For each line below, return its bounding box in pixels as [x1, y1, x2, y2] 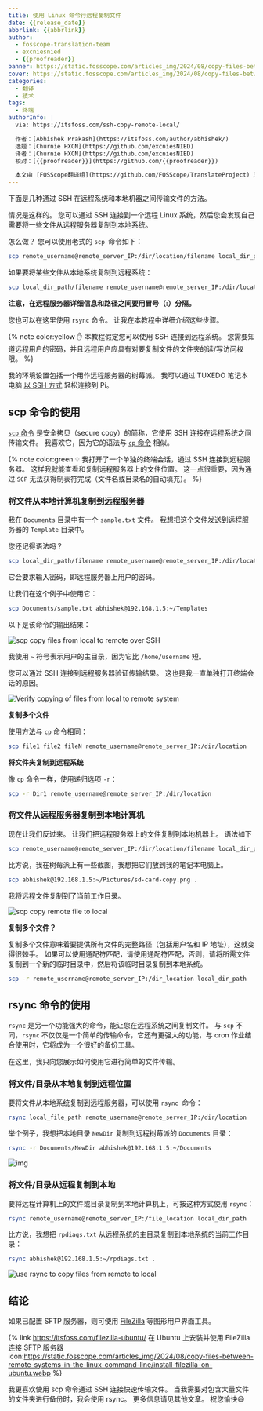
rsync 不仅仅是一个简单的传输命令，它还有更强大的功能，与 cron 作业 [22, 1030, 245, 1040]
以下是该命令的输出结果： [8, 619, 91, 629]
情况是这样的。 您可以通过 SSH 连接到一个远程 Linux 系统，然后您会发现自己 [8, 210, 255, 220]
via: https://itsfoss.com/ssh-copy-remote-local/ [15, 121, 180, 129]
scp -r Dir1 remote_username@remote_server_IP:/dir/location [8, 789, 212, 797]
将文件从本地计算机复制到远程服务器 [8, 495, 145, 506]
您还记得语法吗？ [8, 541, 63, 550]
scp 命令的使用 [8, 406, 81, 419]
